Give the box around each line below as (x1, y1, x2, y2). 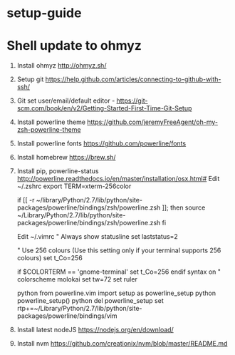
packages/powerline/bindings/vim (16, 312, 117, 320)
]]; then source (162, 203, 206, 212)
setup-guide (6, 5, 82, 21)
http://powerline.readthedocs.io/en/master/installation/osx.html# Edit (16, 175, 220, 183)
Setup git (16, 75, 44, 83)
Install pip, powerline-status (16, 167, 99, 175)
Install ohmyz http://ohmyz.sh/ (16, 61, 107, 70)
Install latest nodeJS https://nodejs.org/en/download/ (16, 326, 174, 334)
